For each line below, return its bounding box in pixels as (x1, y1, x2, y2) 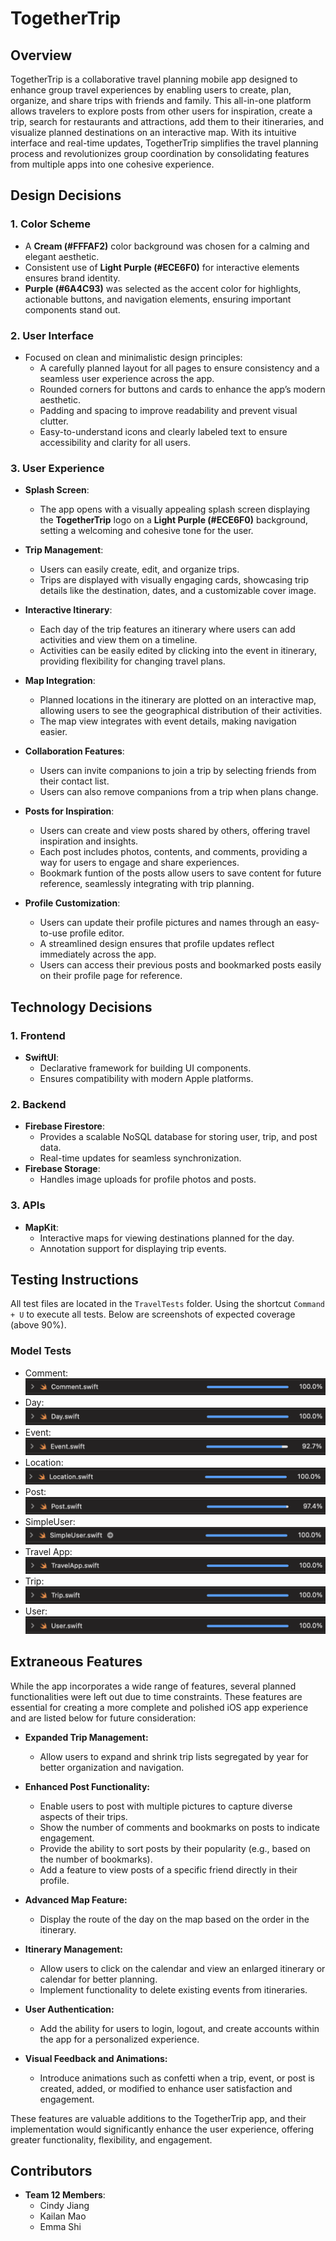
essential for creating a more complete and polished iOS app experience (10, 1701, 309, 1713)
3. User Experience (10, 461, 105, 475)
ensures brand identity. (24, 272, 121, 284)
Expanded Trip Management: (24, 1731, 149, 1743)
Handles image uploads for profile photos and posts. (39, 1173, 257, 1186)
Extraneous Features (10, 1653, 143, 1671)
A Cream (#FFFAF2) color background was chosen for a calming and (24, 240, 310, 252)
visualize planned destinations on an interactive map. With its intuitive (10, 127, 297, 138)
